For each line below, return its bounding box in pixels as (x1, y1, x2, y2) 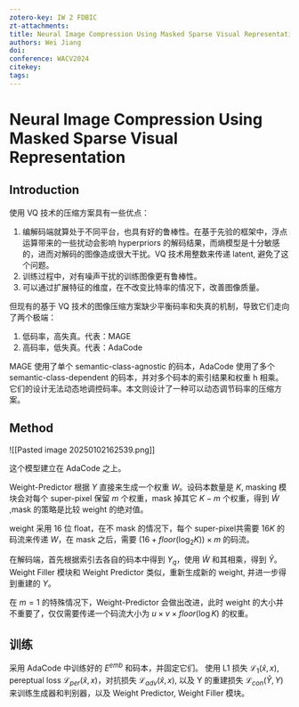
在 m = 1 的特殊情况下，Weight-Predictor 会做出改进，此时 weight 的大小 (9, 597, 276, 608)
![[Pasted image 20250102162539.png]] (9, 444, 156, 455)
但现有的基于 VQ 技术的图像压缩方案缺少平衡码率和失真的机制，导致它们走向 (9, 300, 290, 312)
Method (9, 420, 54, 436)
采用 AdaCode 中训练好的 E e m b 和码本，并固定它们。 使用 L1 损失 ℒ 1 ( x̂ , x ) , (9, 661, 279, 675)
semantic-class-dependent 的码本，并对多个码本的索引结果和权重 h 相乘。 (9, 371, 284, 383)
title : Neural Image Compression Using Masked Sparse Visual (9, 29, 241, 38)
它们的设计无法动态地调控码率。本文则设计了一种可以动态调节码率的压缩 (9, 383, 274, 394)
